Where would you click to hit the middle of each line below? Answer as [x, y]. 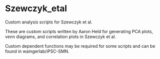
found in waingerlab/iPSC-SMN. [37, 51]
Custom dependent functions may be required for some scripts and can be [80, 46]
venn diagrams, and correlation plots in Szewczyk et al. [60, 37]
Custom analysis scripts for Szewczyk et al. [49, 22]
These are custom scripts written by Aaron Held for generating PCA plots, [79, 31]
